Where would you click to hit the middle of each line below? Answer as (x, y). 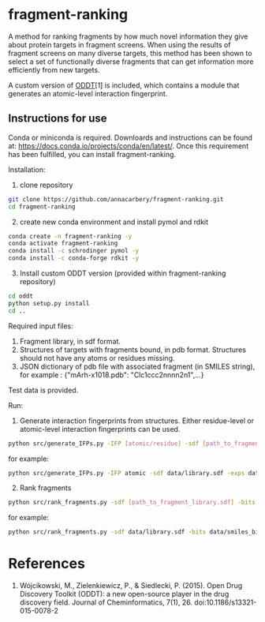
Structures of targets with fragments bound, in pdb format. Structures (133, 350)
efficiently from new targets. (54, 69)
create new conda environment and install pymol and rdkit (114, 222)
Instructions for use (58, 119)
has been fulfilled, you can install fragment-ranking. (92, 154)
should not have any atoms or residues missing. (97, 358)
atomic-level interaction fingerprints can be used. (100, 429)
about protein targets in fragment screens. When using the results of (119, 44)
